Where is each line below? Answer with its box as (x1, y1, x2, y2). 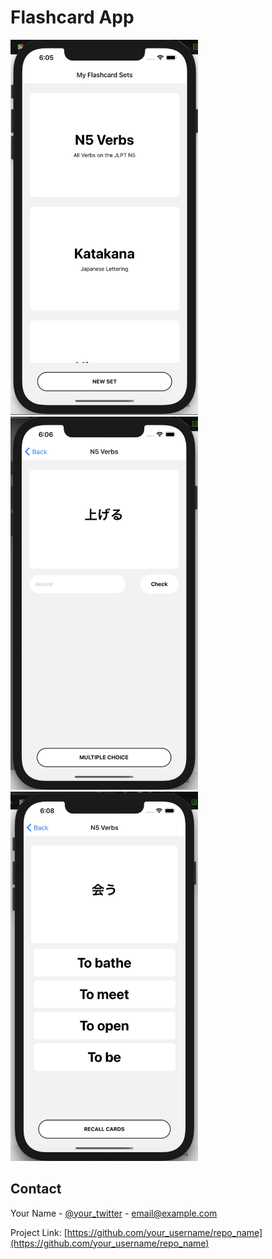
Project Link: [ (10, 1226, 68, 1238)
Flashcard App (10, 6, 135, 29)
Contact (10, 1181, 62, 1198)
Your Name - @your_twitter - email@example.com (10, 1207, 218, 1219)
